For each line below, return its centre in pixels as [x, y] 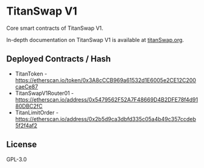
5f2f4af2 [26, 125]
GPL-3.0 [17, 159]
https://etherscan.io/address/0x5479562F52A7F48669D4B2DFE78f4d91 [107, 99]
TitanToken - [31, 74]
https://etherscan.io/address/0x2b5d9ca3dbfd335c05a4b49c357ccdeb [106, 119]
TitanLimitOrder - [37, 112]
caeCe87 [26, 86]
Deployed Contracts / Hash [59, 59]
